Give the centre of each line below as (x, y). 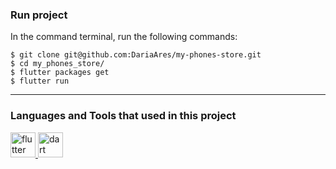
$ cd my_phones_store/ (57, 64)
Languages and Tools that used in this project (123, 116)
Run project (39, 15)
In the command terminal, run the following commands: (124, 37)
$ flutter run (40, 81)
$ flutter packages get (60, 73)
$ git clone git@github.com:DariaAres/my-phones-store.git (136, 55)
